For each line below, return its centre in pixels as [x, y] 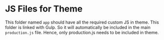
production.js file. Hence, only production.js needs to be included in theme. [82, 32]
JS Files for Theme [44, 9]
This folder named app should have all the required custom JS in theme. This [82, 22]
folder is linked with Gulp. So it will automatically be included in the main [78, 27]
